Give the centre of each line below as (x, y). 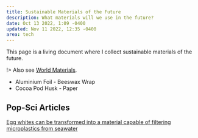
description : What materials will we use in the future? (80, 18)
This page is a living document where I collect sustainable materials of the (99, 52)
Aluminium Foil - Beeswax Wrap (55, 82)
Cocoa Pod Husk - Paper (46, 88)
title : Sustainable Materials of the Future (64, 12)
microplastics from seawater (42, 128)
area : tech (20, 35)
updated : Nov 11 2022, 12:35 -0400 (51, 29)
